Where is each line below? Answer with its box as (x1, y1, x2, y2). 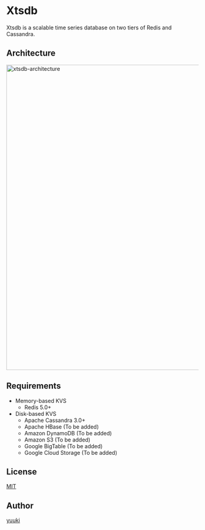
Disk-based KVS (15, 410, 57, 417)
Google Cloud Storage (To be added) (24, 449, 118, 456)
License (6, 466, 37, 477)
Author (6, 500, 34, 510)
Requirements (6, 381, 61, 391)
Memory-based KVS (15, 397, 67, 404)
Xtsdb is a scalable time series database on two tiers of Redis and (6, 24, 172, 31)
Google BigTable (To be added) (24, 442, 103, 449)
